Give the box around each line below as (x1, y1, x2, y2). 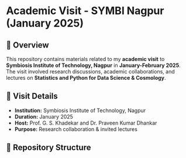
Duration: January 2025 (14, 113, 73, 120)
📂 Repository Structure (6, 143, 91, 153)
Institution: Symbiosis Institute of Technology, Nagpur (14, 107, 146, 114)
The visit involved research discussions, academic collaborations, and (6, 68, 175, 75)
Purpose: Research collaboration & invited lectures (14, 125, 137, 133)
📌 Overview (6, 40, 49, 50)
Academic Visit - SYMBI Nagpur (6, 4, 164, 18)
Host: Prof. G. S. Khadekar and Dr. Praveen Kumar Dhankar (14, 119, 157, 126)
